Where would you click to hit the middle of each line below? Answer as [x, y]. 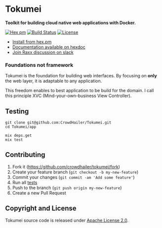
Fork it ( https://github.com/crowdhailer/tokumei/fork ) [66, 166]
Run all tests [25, 182]
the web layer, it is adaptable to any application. [54, 81]
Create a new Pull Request [39, 193]
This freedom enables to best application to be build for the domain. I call [80, 91]
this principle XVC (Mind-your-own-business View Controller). [68, 96]
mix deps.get [19, 136]
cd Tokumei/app [21, 127]
